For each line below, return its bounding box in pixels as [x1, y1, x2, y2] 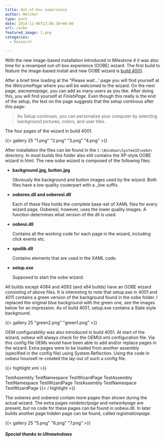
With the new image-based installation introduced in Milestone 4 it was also [5, 57, 159, 63]
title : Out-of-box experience [5, 7, 67, 12]
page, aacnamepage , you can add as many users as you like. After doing [5, 87, 154, 94]
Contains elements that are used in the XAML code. [12, 255, 117, 261]
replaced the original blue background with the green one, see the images [5, 299, 155, 305]
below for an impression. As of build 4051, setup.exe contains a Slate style [5, 305, 156, 311]
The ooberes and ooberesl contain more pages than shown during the [5, 395, 147, 401]
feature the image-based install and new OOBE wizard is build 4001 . [5, 68, 143, 74]
